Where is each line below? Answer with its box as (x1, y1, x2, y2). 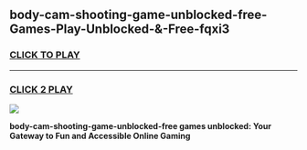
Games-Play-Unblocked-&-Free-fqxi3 (9, 22, 230, 37)
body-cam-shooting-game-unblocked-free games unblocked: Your (9, 120, 272, 131)
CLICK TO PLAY (9, 49, 80, 62)
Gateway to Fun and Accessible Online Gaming (9, 130, 191, 141)
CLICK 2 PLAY (9, 83, 73, 95)
